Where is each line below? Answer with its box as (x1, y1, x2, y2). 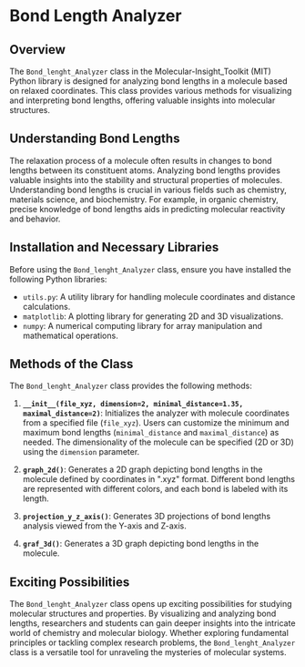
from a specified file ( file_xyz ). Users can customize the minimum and (22, 417, 290, 428)
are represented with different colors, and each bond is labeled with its (22, 484, 289, 495)
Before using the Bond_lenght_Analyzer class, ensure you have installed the (9, 263, 291, 274)
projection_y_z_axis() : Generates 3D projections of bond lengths (22, 511, 271, 522)
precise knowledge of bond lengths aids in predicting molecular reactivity (9, 203, 286, 214)
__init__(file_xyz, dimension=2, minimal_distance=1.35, (22, 400, 244, 409)
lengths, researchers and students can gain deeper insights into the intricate (9, 618, 296, 629)
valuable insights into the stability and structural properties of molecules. (9, 174, 283, 185)
